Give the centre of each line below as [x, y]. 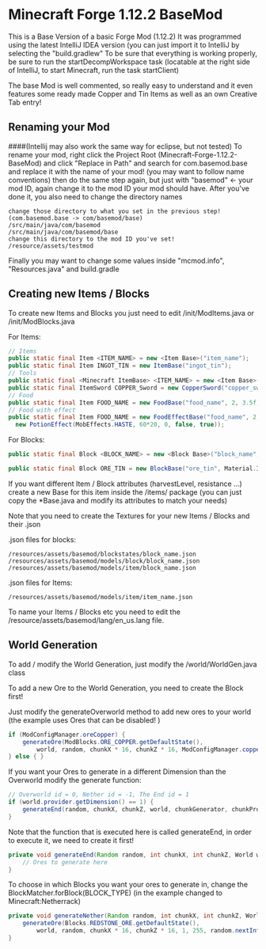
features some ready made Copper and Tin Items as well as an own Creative [133, 93]
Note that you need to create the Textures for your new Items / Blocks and [129, 515]
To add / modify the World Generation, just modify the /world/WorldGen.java [133, 664]
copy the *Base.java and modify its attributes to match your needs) [118, 500]
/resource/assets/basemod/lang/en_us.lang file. [86, 620]
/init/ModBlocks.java [42, 321]
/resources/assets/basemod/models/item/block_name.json [102, 568]
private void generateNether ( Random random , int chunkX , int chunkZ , [125, 916]
